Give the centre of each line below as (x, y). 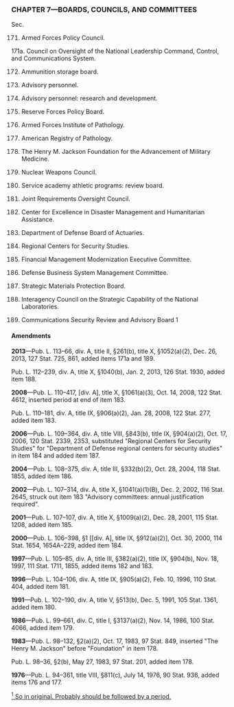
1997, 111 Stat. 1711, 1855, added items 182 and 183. (82, 565)
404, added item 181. (41, 586)
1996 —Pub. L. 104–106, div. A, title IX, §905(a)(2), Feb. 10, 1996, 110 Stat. (114, 579)
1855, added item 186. (42, 476)
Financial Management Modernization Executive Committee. (106, 260)
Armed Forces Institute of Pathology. (73, 125)
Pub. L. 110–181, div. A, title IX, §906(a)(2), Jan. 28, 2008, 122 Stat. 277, (111, 413)
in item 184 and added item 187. (56, 456)
